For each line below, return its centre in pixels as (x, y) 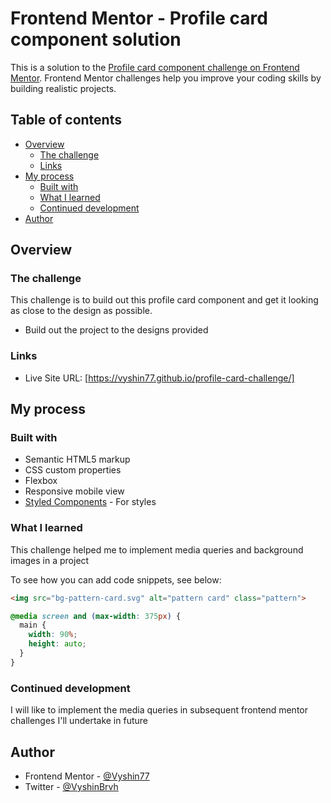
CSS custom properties (73, 470)
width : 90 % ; (53, 635)
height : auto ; (57, 644)
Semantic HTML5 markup (77, 459)
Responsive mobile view (74, 491)
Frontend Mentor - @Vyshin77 (87, 776)
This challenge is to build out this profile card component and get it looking (164, 300)
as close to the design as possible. (81, 311)
